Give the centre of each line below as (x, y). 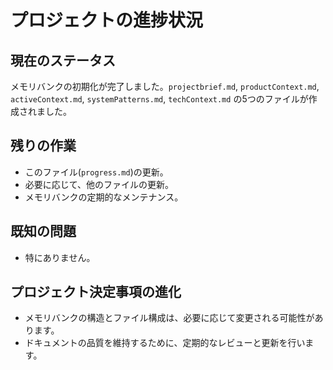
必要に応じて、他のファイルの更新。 (99, 184)
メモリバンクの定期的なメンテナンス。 (104, 197)
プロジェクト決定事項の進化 (96, 292)
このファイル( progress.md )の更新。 (96, 172)
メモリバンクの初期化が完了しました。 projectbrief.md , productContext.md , (165, 86)
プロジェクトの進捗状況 (107, 20)
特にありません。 (60, 257)
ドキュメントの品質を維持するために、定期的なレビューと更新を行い (165, 343)
